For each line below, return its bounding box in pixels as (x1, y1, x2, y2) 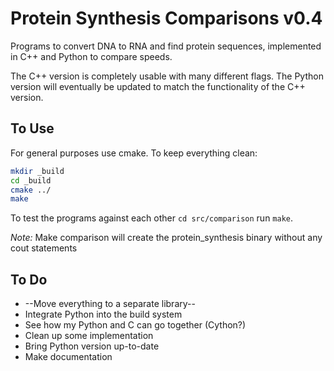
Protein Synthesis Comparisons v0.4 (10, 7, 323, 30)
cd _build (10, 175, 52, 186)
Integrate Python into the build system (24, 308, 183, 321)
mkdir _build (10, 166, 65, 176)
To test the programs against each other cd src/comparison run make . (10, 212, 294, 224)
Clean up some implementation (24, 330, 154, 342)
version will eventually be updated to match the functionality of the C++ (10, 80, 306, 92)
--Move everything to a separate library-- (24, 298, 196, 310)
